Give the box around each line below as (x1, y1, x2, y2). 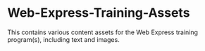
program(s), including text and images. (7, 35, 120, 43)
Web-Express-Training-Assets (7, 5, 190, 21)
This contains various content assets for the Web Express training (7, 28, 199, 36)
